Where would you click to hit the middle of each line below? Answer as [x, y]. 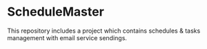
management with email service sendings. [67, 37]
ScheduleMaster [56, 12]
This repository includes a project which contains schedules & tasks [104, 31]
